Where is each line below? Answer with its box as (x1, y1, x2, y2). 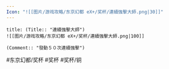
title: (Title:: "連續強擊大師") (6, 27, 85, 33)
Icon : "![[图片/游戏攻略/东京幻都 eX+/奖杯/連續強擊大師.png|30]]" (6, 8, 164, 15)
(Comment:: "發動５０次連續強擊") (6, 45, 85, 51)
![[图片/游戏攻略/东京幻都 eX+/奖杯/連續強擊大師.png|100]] (6, 33, 145, 39)
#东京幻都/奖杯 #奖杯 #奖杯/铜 (6, 56, 82, 64)
